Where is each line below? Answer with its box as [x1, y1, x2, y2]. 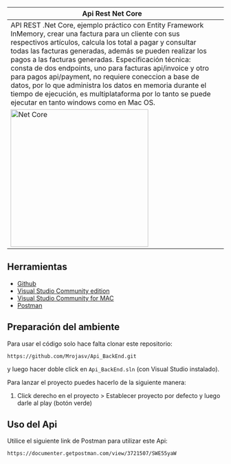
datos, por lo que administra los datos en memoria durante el [10, 80, 207, 90]
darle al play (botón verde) [16, 399, 93, 407]
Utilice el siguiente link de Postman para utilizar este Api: [7, 437, 168, 445]
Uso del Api [7, 419, 58, 430]
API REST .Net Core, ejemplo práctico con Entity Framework [10, 21, 204, 30]
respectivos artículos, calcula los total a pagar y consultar [10, 38, 197, 47]
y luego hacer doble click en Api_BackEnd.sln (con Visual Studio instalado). [7, 364, 220, 373]
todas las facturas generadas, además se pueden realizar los [10, 46, 208, 56]
